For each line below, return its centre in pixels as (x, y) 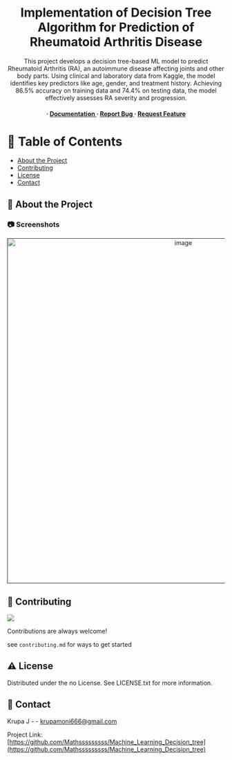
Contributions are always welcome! (57, 631)
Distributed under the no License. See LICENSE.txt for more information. (110, 683)
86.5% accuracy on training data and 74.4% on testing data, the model (116, 90)
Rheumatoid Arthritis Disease (116, 42)
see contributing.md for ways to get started (70, 644)
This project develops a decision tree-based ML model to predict (116, 61)
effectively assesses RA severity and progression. (116, 97)
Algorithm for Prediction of (116, 27)
